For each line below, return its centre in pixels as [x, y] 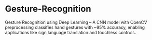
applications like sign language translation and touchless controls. [70, 32]
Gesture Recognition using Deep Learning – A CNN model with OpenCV [76, 22]
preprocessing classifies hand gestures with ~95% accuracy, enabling [75, 27]
